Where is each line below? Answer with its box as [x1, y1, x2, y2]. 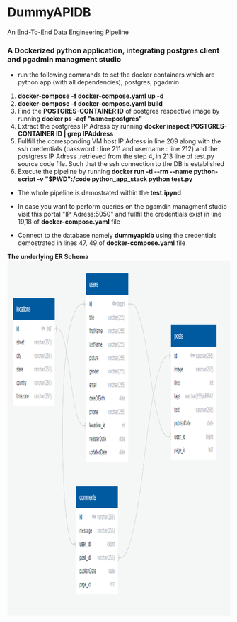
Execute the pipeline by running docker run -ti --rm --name [17, 168, 192, 176]
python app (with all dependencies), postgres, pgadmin [17, 78, 180, 87]
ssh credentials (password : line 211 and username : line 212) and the [17, 145, 218, 153]
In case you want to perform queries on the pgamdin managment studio [17, 202, 228, 211]
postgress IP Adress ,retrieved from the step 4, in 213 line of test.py [17, 152, 214, 160]
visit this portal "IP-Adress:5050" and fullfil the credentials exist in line [17, 210, 221, 219]
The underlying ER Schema [7, 253, 89, 261]
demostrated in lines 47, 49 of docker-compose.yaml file [17, 239, 186, 247]
